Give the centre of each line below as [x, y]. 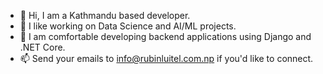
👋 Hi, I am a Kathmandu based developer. [105, 15]
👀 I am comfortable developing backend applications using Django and [165, 36]
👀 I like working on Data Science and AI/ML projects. [128, 26]
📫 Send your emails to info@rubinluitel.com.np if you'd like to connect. [166, 58]
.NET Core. [42, 47]
